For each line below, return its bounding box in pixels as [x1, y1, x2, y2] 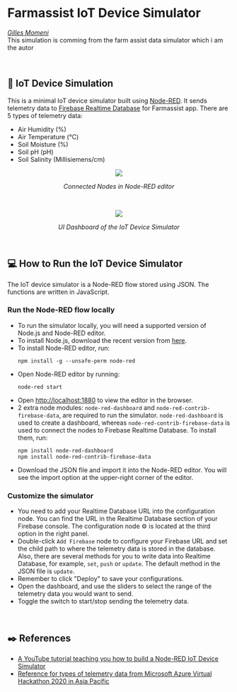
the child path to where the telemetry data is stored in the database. [17, 544, 216, 553]
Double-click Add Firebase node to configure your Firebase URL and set [17, 537, 228, 546]
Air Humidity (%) [17, 125, 67, 134]
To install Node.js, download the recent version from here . [17, 336, 187, 344]
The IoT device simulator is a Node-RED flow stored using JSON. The [7, 280, 209, 288]
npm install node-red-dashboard [17, 447, 113, 454]
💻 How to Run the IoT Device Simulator [7, 258, 183, 270]
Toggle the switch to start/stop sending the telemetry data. [17, 597, 190, 606]
